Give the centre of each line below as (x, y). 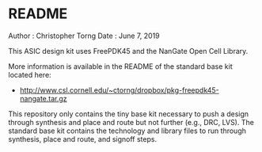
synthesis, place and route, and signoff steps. (82, 139)
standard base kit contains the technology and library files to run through (127, 131)
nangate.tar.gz (43, 98)
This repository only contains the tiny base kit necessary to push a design (129, 114)
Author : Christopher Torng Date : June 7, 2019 (84, 36)
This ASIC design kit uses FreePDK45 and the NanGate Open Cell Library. (128, 51)
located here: (30, 74)
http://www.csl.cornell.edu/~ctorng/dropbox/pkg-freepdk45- (119, 90)
